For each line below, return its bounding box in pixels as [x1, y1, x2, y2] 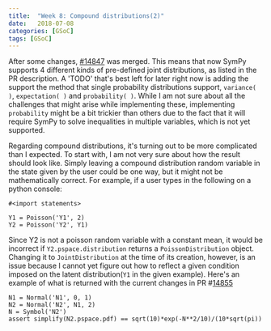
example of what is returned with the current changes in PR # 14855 [8, 278, 233, 288]
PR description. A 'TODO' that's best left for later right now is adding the [8, 74, 249, 83]
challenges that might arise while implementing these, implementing [8, 100, 235, 109]
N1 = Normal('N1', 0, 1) [8, 294, 92, 302]
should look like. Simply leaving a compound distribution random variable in [8, 159, 260, 168]
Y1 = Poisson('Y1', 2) [8, 214, 85, 223]
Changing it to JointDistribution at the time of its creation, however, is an [8, 252, 256, 262]
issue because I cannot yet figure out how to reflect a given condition [8, 261, 240, 271]
